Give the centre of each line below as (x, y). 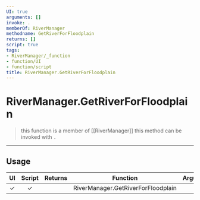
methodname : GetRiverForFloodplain (50, 34)
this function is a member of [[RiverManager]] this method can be (101, 131)
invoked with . (38, 137)
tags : (13, 50)
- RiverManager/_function (38, 56)
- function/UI (24, 61)
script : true (22, 45)
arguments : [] (24, 17)
